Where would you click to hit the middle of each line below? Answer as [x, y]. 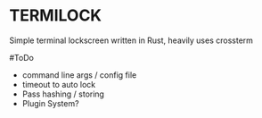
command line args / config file [79, 75]
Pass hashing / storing [63, 94]
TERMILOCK [56, 16]
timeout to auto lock [59, 84]
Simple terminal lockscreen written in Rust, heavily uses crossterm [131, 40]
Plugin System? [50, 103]
